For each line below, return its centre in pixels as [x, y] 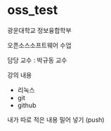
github [27, 105]
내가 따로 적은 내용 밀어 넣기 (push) [56, 119]
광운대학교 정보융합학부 [39, 30]
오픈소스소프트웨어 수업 [39, 45]
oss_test [33, 10]
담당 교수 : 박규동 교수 [37, 60]
